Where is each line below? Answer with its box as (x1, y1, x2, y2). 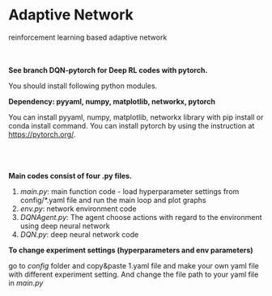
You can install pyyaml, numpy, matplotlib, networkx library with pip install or (8, 112, 264, 122)
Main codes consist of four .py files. (8, 171, 132, 180)
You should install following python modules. (8, 81, 158, 91)
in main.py (8, 277, 44, 288)
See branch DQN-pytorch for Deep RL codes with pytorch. (8, 65, 208, 74)
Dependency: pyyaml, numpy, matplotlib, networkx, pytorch (8, 96, 216, 106)
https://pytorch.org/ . (8, 129, 76, 139)
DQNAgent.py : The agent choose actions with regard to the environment (19, 212, 262, 222)
